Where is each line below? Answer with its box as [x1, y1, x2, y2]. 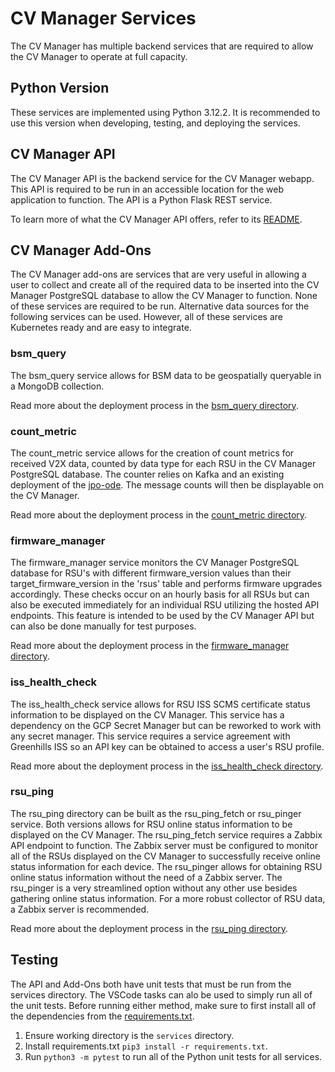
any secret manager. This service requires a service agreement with [10, 730, 291, 742]
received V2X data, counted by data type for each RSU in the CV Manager [10, 457, 317, 469]
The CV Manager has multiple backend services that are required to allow [10, 40, 314, 52]
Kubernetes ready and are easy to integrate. [10, 322, 192, 334]
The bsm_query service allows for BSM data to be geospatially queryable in [10, 369, 322, 381]
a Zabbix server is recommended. [10, 903, 150, 915]
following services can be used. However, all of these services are [10, 311, 283, 323]
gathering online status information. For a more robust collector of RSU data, [10, 892, 326, 904]
